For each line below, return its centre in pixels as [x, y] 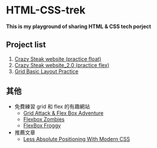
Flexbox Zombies [44, 119]
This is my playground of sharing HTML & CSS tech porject [79, 26]
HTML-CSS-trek [46, 10]
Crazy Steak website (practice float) [58, 58]
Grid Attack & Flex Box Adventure [63, 113]
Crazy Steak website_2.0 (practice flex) [62, 65]
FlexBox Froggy [42, 125]
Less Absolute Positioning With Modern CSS [76, 139]
